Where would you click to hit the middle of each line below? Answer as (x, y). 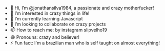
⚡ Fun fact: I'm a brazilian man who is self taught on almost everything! (85, 43)
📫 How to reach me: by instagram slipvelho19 (59, 30)
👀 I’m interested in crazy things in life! (50, 13)
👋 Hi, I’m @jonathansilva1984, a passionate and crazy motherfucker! (82, 8)
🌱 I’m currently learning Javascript (46, 19)
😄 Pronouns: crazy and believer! (45, 37)
